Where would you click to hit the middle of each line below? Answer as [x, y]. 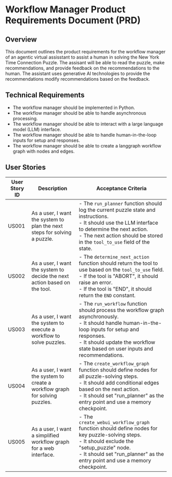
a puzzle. [42, 238]
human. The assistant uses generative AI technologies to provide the [78, 74]
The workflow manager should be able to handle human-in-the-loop [85, 135]
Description [53, 188]
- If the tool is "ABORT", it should [118, 276]
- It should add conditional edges [119, 382]
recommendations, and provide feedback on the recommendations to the [82, 68]
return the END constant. [107, 295]
